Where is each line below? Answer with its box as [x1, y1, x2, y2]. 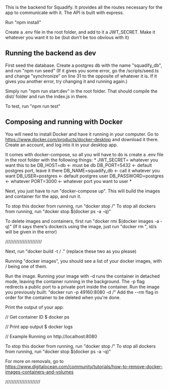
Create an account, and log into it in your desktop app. [5, 142, 118, 148]
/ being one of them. [5, 263, 48, 269]
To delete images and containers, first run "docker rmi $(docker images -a [5, 218, 159, 224]
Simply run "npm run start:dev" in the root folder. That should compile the [5, 88, 157, 94]
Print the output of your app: [5, 304, 64, 310]
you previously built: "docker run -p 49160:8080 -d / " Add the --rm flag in [5, 289, 158, 295]
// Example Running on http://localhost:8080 [5, 333, 97, 339]
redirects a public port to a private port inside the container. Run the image [5, 283, 160, 289]
